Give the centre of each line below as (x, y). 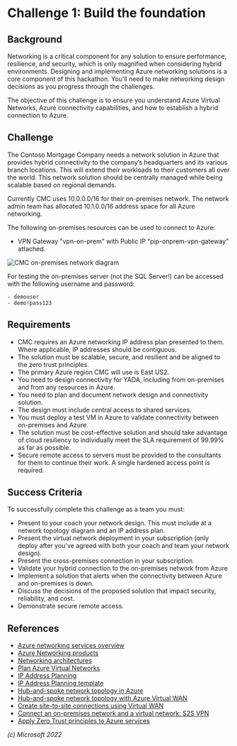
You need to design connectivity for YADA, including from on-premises (121, 379)
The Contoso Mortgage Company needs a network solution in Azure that (113, 155)
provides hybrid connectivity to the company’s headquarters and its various (117, 162)
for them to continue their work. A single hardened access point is (114, 462)
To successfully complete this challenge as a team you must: (96, 510)
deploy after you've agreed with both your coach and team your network (123, 546)
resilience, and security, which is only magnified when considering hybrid (115, 64)
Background (35, 39)
